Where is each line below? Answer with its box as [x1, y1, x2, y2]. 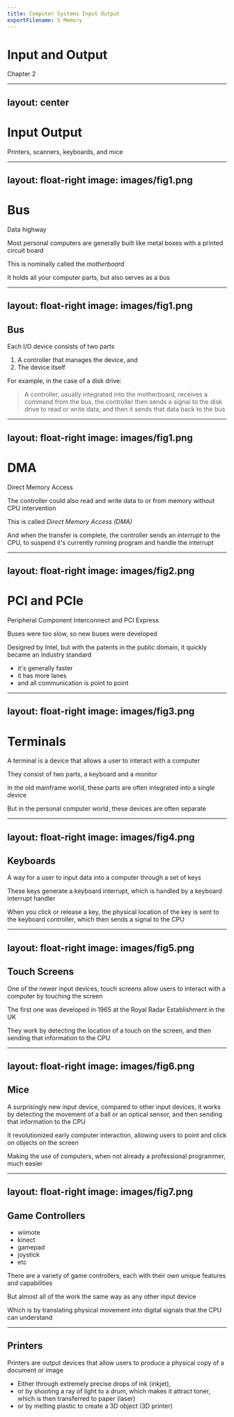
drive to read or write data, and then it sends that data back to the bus [24, 405, 226, 414]
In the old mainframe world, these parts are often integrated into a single [7, 784, 215, 792]
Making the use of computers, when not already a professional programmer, [7, 1152, 226, 1160]
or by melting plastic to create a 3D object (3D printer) [17, 1402, 173, 1410]
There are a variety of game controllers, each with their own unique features [7, 1271, 226, 1280]
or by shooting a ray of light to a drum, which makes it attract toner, [17, 1386, 211, 1395]
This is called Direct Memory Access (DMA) [7, 517, 133, 525]
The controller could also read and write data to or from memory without [7, 496, 215, 504]
